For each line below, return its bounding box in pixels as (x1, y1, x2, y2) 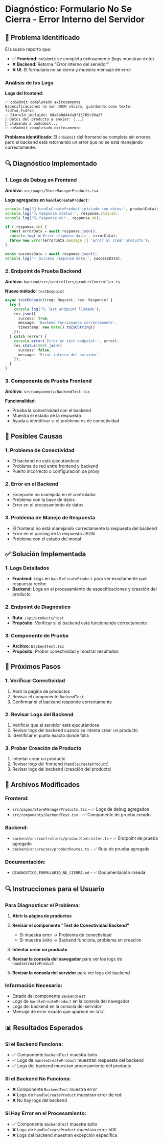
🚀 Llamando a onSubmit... (5, 121, 58, 126)
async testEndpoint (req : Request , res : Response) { (5, 297, 113, 303)
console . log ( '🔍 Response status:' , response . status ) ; (5, 211, 118, 216)
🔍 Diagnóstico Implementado (5, 159, 97, 167)
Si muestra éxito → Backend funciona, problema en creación (19, 937, 142, 943)
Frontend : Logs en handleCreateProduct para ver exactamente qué (12, 576, 147, 582)
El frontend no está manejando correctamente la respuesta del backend (12, 525, 157, 531)
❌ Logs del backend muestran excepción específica (12, 1132, 117, 1138)
